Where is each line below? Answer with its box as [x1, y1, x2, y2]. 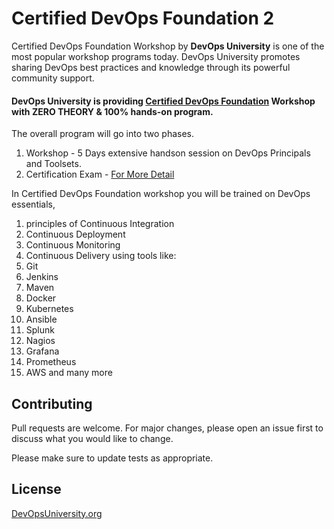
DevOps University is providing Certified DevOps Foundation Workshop [11, 95, 316, 107]
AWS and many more [25, 367, 113, 379]
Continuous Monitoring [25, 239, 121, 251]
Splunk [25, 324, 55, 336]
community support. [11, 72, 95, 84]
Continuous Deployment [25, 228, 126, 241]
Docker [25, 292, 57, 304]
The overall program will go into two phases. [11, 128, 194, 140]
